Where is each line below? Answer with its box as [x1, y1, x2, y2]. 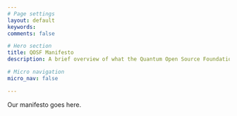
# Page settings [7, 10, 55, 18]
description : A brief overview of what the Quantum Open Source [7, 56, 200, 63]
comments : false [7, 30, 55, 37]
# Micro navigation [7, 68, 65, 75]
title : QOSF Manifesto [7, 49, 74, 56]
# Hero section [7, 43, 52, 50]
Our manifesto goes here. [7, 100, 82, 109]
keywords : [7, 23, 37, 30]
